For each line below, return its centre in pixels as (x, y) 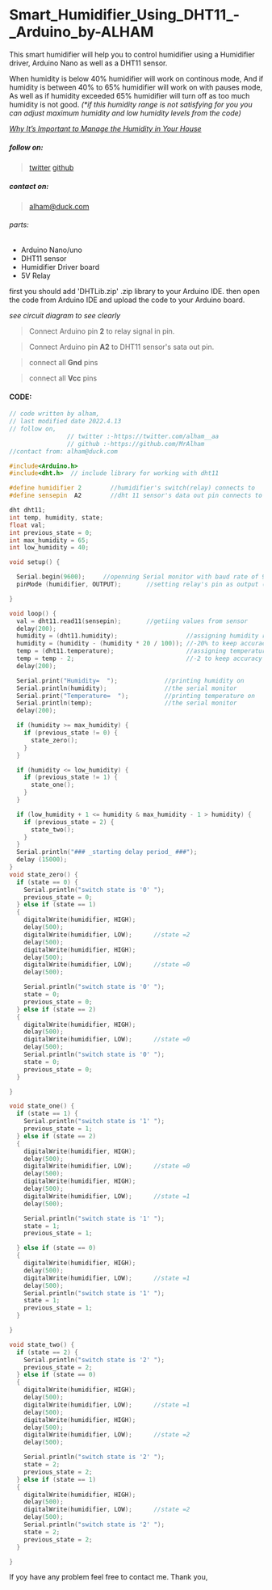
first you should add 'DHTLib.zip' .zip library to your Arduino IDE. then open (135, 292)
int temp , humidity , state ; (56, 517)
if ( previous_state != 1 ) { (71, 777)
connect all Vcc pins (63, 378)
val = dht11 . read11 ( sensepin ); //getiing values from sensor (132, 621)
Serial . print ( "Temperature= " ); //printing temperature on (136, 696)
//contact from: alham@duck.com (63, 451)
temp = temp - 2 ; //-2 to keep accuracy (140, 659)
